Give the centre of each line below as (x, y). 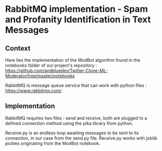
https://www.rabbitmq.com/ (33, 91)
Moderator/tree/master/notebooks (40, 76)
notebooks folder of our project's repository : (51, 65)
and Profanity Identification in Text (78, 19)
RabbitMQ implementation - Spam (77, 9)
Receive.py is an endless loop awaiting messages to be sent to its (72, 133)
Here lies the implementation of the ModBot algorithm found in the (73, 60)
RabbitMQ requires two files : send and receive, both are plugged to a (76, 118)
